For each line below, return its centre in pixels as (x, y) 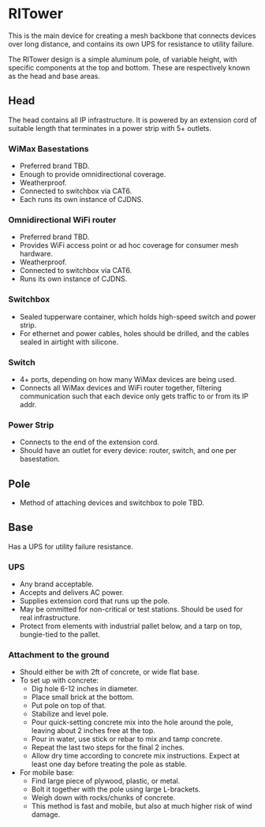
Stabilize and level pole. (70, 714)
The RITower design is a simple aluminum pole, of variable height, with (123, 59)
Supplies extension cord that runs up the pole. (95, 601)
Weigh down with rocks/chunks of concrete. (103, 798)
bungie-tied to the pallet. (60, 634)
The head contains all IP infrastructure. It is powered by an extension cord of (132, 120)
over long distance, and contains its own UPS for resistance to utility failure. (131, 43)
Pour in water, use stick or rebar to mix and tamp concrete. (127, 739)
